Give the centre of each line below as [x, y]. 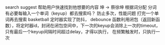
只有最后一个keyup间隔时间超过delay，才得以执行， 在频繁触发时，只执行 [81, 32]
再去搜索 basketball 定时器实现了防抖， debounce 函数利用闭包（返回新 [82, 19]
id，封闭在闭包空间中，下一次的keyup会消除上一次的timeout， [97, 25]
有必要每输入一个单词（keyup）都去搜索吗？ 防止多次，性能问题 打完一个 [80, 13]
